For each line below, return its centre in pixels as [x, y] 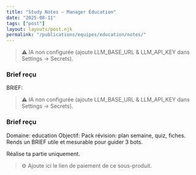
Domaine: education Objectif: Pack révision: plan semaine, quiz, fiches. [96, 135]
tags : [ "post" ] [26, 23]
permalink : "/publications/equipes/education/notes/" [77, 35]
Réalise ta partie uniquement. [43, 154]
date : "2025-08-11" [31, 18]
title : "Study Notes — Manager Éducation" [61, 12]
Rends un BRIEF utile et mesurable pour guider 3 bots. [74, 142]
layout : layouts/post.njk [39, 29]
